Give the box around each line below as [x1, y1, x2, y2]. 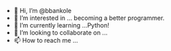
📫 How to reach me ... [13, 37, 78, 44]
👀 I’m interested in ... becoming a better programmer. [13, 14, 165, 22]
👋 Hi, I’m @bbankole [13, 7, 72, 14]
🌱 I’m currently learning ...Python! [13, 21, 109, 29]
